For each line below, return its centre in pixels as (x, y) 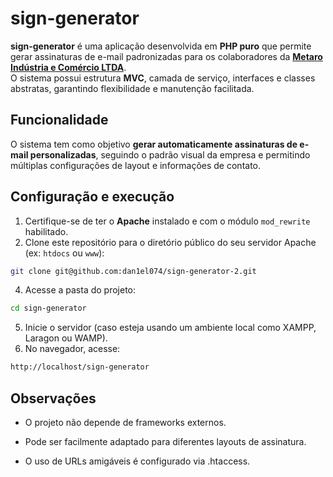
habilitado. (46, 231)
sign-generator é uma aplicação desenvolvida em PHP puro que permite (161, 46)
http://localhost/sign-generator (80, 367)
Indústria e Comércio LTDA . (68, 67)
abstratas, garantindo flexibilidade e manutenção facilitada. (132, 88)
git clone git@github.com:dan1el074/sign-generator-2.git (133, 271)
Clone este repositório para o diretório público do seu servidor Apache (170, 242)
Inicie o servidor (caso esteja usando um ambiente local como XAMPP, (170, 328)
